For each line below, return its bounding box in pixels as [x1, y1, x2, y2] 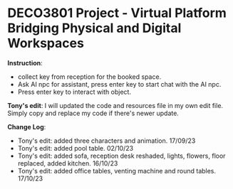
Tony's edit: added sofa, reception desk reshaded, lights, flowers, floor [17, 151, 226, 160]
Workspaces [7, 36, 84, 51]
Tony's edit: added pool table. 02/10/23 [17, 144, 134, 152]
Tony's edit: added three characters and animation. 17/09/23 [17, 136, 196, 145]
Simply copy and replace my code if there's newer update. [7, 109, 180, 117]
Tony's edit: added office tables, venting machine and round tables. [17, 166, 216, 175]
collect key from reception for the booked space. [17, 72, 162, 81]
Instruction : [7, 58, 43, 67]
